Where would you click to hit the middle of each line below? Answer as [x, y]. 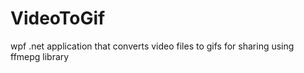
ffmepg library [40, 56]
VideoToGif [58, 18]
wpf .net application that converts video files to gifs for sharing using [152, 46]
